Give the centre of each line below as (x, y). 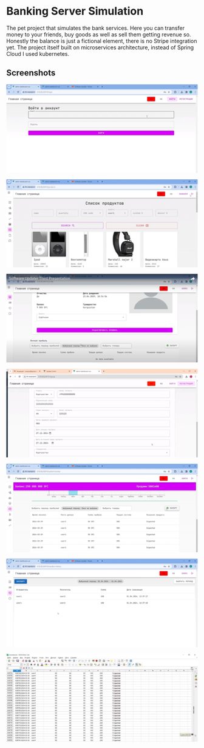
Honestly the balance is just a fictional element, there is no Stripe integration (102, 41)
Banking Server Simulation (75, 11)
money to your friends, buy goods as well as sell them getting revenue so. (99, 34)
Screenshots (31, 73)
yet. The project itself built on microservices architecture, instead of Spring (100, 47)
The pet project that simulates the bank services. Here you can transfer (96, 28)
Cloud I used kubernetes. (38, 53)
